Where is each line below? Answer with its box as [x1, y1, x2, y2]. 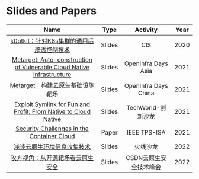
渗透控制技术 [34, 46, 70, 54]
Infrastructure [33, 70, 72, 78]
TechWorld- [126, 103, 161, 111]
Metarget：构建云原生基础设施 [9, 81, 95, 89]
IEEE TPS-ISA [126, 128, 166, 136]
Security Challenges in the [15, 124, 89, 133]
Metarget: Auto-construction [11, 55, 93, 63]
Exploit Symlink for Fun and [14, 100, 91, 108]
